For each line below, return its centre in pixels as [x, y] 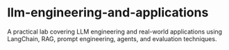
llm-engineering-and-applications [108, 13]
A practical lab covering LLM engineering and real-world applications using [115, 32]
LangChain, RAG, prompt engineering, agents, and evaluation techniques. [112, 38]
